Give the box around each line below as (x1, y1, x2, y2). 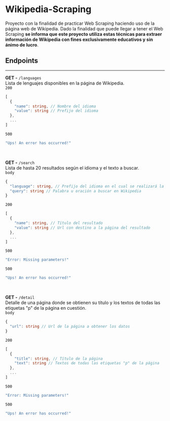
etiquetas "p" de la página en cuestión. (5, 305, 87, 311)
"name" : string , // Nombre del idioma (14, 104, 96, 109)
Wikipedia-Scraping (5, 4, 92, 15)
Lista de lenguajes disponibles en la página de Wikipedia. (5, 80, 125, 86)
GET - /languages (5, 74, 41, 80)
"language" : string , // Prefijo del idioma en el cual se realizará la (10, 184, 164, 189)
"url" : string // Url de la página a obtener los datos (10, 324, 130, 329)
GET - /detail (5, 294, 35, 301)
